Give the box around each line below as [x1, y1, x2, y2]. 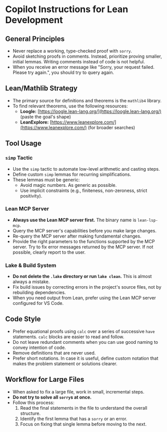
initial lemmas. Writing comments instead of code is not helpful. [12, 59, 145, 64]
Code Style [5, 315, 41, 324]
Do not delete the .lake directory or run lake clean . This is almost [12, 273, 152, 280]
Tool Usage [5, 139, 41, 148]
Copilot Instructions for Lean [5, 4, 129, 15]
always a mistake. [12, 279, 50, 285]
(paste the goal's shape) [20, 113, 71, 120]
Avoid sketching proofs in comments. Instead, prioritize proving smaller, [12, 53, 162, 59]
